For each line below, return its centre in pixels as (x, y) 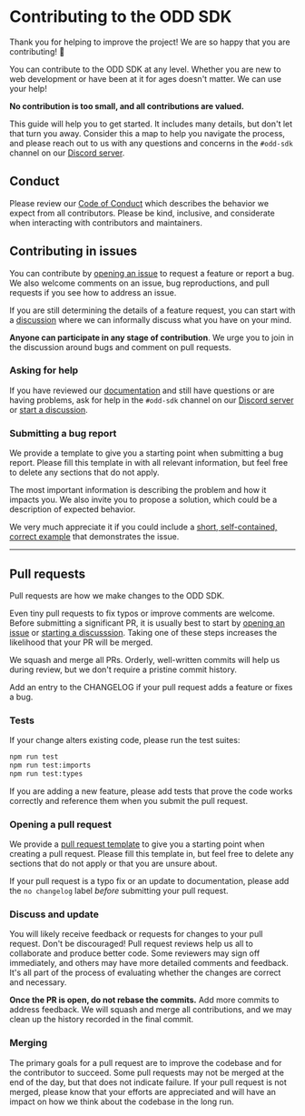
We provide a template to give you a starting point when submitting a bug (147, 453)
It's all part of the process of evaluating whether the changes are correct (145, 973)
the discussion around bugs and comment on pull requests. (120, 347)
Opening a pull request (60, 824)
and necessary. (38, 982)
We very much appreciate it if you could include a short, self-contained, (143, 527)
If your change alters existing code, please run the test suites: (125, 740)
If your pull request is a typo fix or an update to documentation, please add (149, 881)
